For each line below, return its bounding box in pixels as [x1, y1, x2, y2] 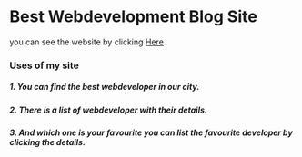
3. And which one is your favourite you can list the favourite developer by [9, 127, 293, 138]
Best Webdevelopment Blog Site [9, 6, 257, 27]
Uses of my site [9, 59, 79, 72]
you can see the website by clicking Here [9, 36, 164, 47]
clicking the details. [9, 137, 86, 148]
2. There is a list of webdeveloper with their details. [9, 104, 207, 115]
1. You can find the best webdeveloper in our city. [9, 82, 200, 93]
